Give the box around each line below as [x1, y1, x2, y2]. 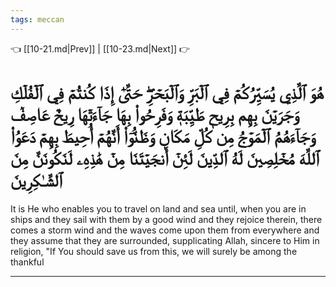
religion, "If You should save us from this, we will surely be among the [10, 245, 298, 257]
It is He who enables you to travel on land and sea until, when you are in [10, 202, 307, 215]
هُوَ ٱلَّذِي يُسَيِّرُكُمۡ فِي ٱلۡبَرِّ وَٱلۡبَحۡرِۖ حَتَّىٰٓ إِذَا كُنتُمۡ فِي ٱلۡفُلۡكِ [10, 81, 325, 104]
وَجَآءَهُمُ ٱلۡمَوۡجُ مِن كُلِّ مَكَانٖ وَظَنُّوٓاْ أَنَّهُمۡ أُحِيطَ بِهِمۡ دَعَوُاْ [10, 125, 316, 148]
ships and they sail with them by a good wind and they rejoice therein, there [10, 213, 323, 225]
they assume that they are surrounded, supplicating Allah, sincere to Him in [10, 234, 320, 246]
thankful [10, 256, 45, 268]
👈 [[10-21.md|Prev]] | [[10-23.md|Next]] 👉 [10, 42, 191, 55]
